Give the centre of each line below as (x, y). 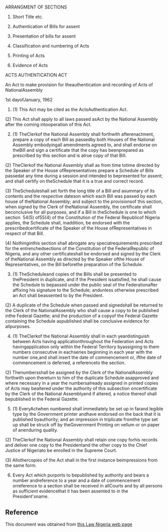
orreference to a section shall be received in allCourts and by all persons (88, 486)
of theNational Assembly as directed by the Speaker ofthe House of (75, 259)
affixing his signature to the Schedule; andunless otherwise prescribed (86, 290)
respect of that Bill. (25, 233)
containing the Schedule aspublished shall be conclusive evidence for (77, 321)
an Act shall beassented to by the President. (58, 296)
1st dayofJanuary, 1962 (29, 100)
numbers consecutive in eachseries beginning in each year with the (82, 352)
